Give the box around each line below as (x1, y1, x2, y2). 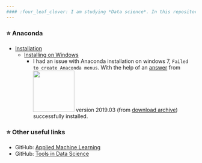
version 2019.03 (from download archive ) (76, 106, 179, 113)
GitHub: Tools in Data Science (14, 150, 89, 158)
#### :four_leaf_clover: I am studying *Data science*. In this (6, 8, 171, 15)
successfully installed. (32, 112, 88, 120)
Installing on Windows (23, 51, 79, 58)
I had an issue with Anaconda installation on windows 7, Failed (32, 58, 188, 65)
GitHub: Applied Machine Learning (14, 144, 101, 151)
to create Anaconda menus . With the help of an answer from (32, 64, 181, 71)
